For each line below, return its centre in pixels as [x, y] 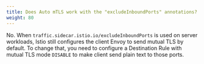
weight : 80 [20, 18]
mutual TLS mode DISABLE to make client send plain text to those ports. [95, 54]
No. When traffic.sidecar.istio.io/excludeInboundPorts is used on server [102, 35]
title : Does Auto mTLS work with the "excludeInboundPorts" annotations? [102, 12]
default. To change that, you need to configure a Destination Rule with [94, 48]
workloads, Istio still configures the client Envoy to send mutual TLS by [95, 41]
